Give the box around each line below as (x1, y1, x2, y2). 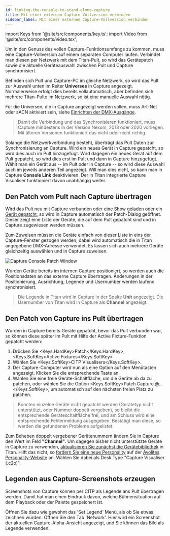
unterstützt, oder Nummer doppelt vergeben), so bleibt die (17, 407, 141, 413)
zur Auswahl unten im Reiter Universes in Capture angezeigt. (5, 83, 133, 89)
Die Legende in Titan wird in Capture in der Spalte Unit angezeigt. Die (17, 294, 164, 300)
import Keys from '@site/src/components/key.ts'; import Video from (5, 31, 147, 37)
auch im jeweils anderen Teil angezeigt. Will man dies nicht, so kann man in (5, 166, 162, 173)
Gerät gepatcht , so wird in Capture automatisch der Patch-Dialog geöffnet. (5, 211, 161, 217)
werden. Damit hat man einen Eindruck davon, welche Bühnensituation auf (5, 493, 161, 499)
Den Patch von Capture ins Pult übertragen (5, 314, 144, 323)
